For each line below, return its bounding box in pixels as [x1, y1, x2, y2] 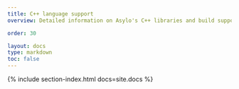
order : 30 [7, 30, 37, 37]
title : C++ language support [7, 10, 94, 18]
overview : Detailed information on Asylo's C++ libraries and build [7, 17, 215, 24]
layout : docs [7, 42, 46, 49]
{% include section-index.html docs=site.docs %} [7, 75, 154, 83]
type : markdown [7, 49, 53, 57]
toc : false [7, 56, 40, 63]
